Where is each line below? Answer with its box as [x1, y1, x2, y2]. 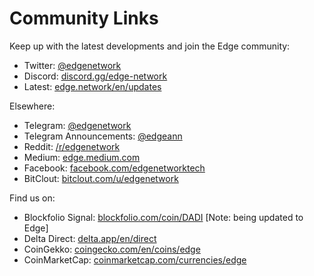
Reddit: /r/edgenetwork [23, 140, 121, 152]
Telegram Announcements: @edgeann [23, 130, 183, 142]
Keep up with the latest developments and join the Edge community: [9, 40, 291, 52]
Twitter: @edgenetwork [23, 59, 122, 71]
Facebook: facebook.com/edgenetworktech [23, 162, 206, 174]
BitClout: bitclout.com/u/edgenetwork [23, 172, 179, 184]
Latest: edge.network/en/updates [23, 80, 162, 92]
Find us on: [9, 192, 56, 204]
